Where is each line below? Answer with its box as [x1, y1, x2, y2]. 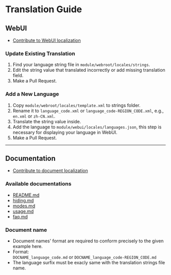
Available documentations [5, 180, 72, 187]
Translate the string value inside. [12, 118, 81, 124]
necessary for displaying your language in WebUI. [12, 129, 118, 135]
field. [12, 72, 24, 78]
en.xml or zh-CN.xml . [12, 113, 55, 119]
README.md [12, 192, 40, 198]
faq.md [12, 213, 28, 219]
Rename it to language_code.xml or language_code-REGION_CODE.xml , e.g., [12, 107, 164, 114]
